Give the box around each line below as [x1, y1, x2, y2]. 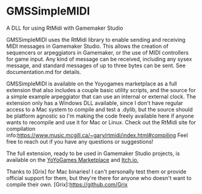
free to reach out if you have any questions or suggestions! [6, 138, 154, 145]
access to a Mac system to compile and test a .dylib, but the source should [6, 105, 193, 113]
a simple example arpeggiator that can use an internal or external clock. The [6, 93, 197, 100]
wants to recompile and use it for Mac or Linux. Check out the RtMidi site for [6, 118, 197, 125]
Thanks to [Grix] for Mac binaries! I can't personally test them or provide [6, 168, 186, 175]
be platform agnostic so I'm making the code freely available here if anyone [6, 112, 195, 119]
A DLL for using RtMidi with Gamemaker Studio [6, 24, 123, 32]
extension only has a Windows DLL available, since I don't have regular [6, 99, 183, 107]
